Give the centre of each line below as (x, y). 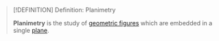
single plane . (31, 30)
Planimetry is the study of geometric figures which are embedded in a (113, 23)
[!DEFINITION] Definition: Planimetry (64, 10)
